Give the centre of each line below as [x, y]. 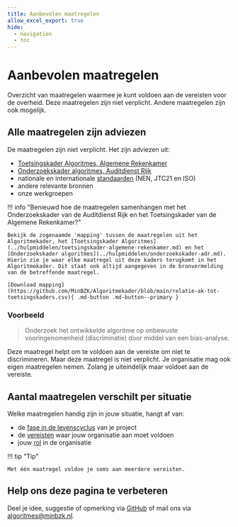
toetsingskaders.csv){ [41, 297]
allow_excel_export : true [45, 21]
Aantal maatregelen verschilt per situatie [100, 397]
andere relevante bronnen [55, 186]
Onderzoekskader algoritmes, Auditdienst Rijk [84, 170]
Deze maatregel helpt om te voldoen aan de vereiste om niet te [99, 352]
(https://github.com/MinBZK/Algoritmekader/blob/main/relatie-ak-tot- [114, 291]
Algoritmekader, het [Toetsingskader [63, 241]
